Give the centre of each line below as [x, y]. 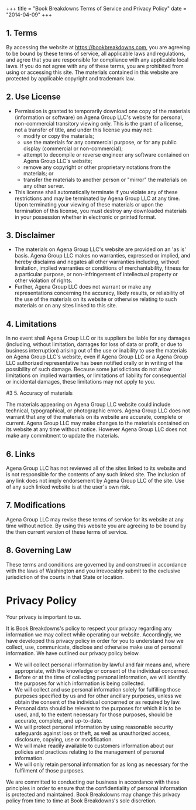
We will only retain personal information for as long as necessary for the [101, 764]
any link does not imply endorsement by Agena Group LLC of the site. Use [95, 481]
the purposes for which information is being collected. [80, 683]
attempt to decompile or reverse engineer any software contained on [106, 154]
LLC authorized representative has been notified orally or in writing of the [94, 363]
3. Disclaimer [31, 235]
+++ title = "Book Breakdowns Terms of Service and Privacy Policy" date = [97, 9]
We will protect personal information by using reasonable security [94, 727]
